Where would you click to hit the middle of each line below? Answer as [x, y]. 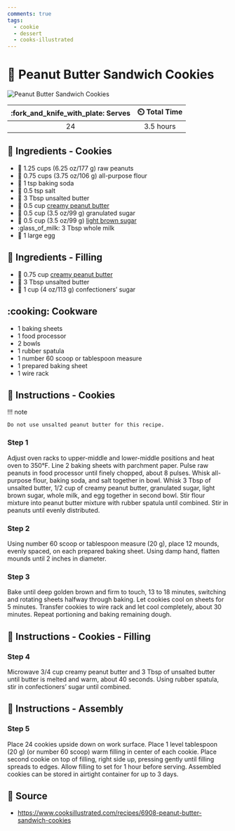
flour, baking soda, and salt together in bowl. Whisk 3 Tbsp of [122, 480]
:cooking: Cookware [53, 312]
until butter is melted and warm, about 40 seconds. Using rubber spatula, [113, 679]
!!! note [18, 412]
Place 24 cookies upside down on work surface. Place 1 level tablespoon [112, 744]
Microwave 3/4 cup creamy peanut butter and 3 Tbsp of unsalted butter [111, 672]
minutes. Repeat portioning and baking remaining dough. [89, 615]
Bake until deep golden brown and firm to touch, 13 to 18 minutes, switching [117, 592]
